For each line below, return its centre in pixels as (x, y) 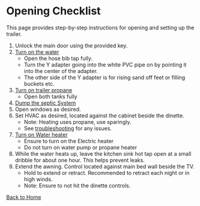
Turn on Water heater (41, 134)
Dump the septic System (45, 102)
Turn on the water (37, 51)
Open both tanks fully (50, 96)
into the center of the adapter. (61, 71)
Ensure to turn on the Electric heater (69, 141)
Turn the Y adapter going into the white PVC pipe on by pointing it (105, 65)
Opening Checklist (53, 11)
